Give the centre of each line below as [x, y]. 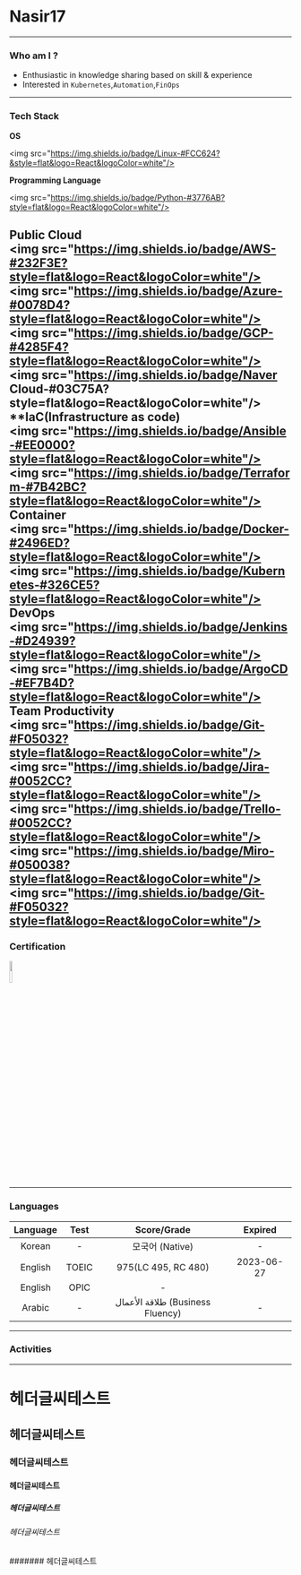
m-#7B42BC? [48, 487]
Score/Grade [163, 1229]
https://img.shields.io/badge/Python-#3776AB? [138, 197]
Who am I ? [34, 56]
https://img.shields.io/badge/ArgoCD [181, 669]
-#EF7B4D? [42, 683]
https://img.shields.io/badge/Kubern [180, 571]
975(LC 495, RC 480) [163, 1267]
